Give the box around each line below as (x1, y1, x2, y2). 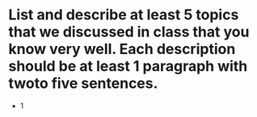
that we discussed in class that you (8, 23, 250, 41)
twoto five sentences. (8, 74, 158, 93)
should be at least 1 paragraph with (8, 57, 248, 76)
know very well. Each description (8, 40, 236, 58)
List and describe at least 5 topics (8, 6, 239, 24)
